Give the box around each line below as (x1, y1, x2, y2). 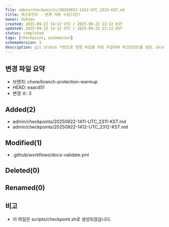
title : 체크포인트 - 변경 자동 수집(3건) (5, 12, 80, 17)
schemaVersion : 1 (5, 40, 42, 45)
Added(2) (5, 105, 36, 113)
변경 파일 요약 (5, 65, 45, 73)
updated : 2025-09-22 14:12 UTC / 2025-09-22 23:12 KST (5, 26, 123, 31)
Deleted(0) (5, 166, 40, 175)
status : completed (5, 31, 44, 36)
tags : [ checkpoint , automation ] (5, 36, 73, 41)
